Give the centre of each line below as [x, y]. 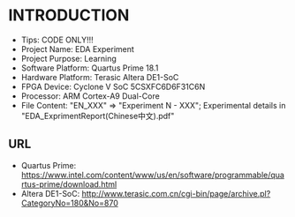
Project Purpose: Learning [68, 58]
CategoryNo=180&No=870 [69, 203]
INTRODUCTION [69, 15]
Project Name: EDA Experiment [77, 49]
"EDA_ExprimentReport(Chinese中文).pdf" [98, 116]
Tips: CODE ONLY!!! [57, 40]
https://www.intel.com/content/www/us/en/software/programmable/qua [152, 175]
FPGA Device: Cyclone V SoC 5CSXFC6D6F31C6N [113, 86]
